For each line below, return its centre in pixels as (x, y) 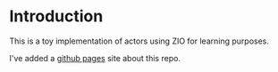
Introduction (56, 16)
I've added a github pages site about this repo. (95, 58)
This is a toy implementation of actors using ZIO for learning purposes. (139, 41)
